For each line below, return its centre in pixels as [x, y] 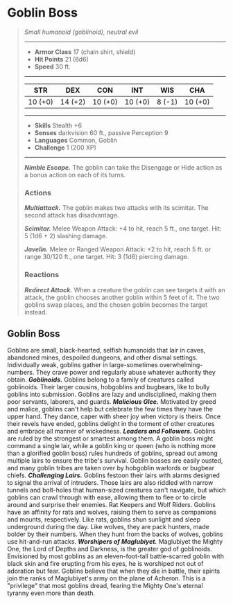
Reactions [42, 275]
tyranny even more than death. [51, 593]
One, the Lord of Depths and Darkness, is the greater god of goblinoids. [110, 549]
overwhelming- [181, 365]
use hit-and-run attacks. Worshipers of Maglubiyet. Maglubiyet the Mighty [115, 542]
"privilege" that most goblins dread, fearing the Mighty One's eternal [105, 586]
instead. [36, 312]
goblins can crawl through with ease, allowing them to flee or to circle [107, 497]
